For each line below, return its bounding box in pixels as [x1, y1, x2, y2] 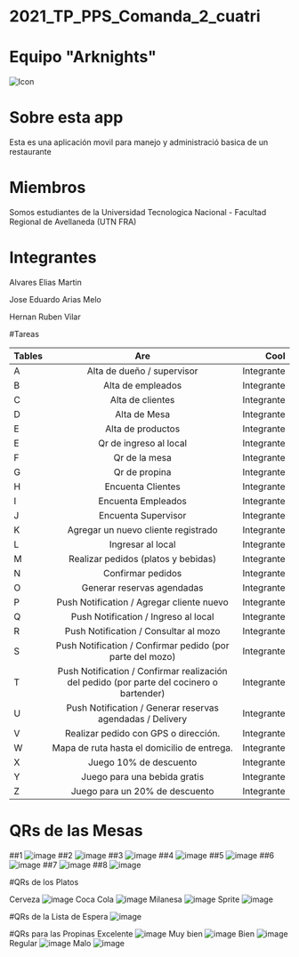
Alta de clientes [109, 393, 175, 406]
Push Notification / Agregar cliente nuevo [56, 596, 229, 608]
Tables [13, 350, 43, 362]
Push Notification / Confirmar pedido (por [55, 639, 230, 651]
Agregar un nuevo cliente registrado [67, 523, 218, 535]
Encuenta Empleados [98, 495, 187, 507]
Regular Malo [9, 937, 92, 948]
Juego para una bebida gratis [81, 770, 205, 783]
